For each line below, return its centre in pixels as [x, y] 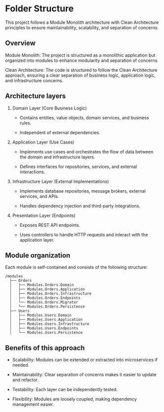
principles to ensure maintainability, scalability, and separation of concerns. [82, 27]
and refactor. [25, 380]
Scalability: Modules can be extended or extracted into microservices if [85, 360]
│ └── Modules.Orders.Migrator [44, 303]
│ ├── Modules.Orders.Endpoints [45, 298]
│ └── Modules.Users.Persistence [46, 333]
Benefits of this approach [45, 348]
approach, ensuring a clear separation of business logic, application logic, [80, 75]
